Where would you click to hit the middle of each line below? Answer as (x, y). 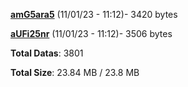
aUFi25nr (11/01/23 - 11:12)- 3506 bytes (91, 33)
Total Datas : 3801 (47, 53)
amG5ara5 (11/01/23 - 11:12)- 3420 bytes (94, 14)
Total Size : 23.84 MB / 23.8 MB (75, 72)
